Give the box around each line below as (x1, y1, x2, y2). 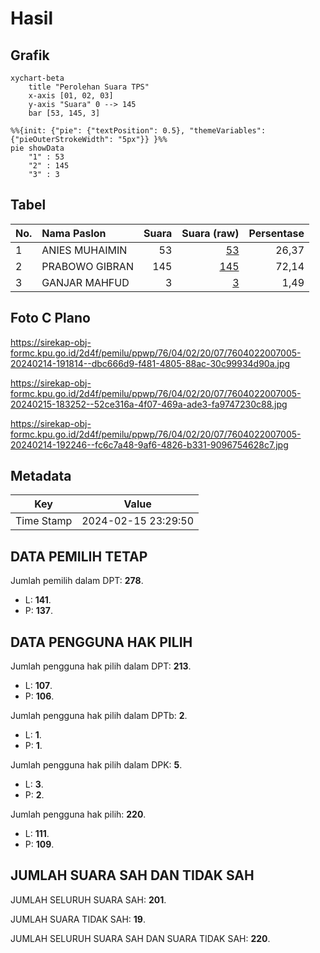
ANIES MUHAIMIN (41, 243, 128, 257)
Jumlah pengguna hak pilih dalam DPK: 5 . (10, 759, 183, 771)
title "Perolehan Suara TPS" (28, 82, 150, 92)
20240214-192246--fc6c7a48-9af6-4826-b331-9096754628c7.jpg (10, 438, 289, 451)
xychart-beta (10, 73, 65, 83)
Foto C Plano (10, 310, 91, 327)
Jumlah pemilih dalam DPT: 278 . (10, 575, 144, 587)
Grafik (10, 47, 50, 64)
